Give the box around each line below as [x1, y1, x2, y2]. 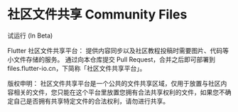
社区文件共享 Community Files [7, 6, 188, 23]
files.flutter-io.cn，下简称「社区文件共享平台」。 [7, 64, 146, 72]
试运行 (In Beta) [7, 31, 53, 40]
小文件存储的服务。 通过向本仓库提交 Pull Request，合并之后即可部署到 [7, 55, 215, 64]
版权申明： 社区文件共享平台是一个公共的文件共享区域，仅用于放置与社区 [7, 79, 221, 87]
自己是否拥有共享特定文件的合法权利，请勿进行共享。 [13, 96, 169, 105]
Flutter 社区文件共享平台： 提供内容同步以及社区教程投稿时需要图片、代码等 [7, 46, 229, 55]
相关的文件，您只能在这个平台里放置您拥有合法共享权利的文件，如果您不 [13, 88, 225, 96]
